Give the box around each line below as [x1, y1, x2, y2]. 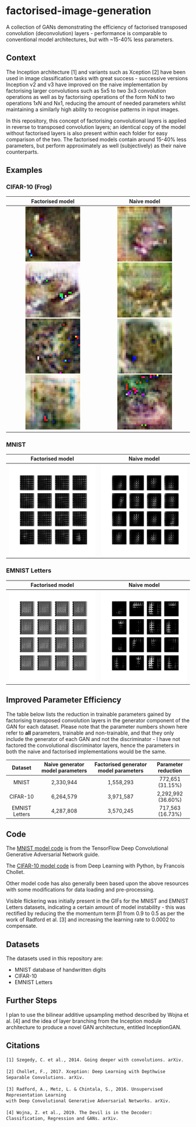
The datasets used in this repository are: [6, 955, 103, 962]
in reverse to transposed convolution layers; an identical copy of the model [6, 123, 186, 130]
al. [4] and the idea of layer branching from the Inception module [6, 1017, 162, 1024]
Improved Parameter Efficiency [6, 695, 121, 705]
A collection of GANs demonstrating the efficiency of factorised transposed [6, 23, 188, 30]
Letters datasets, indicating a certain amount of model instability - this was [6, 904, 185, 911]
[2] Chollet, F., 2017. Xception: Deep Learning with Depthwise [6, 1068, 166, 1074]
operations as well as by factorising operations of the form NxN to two [6, 93, 175, 100]
